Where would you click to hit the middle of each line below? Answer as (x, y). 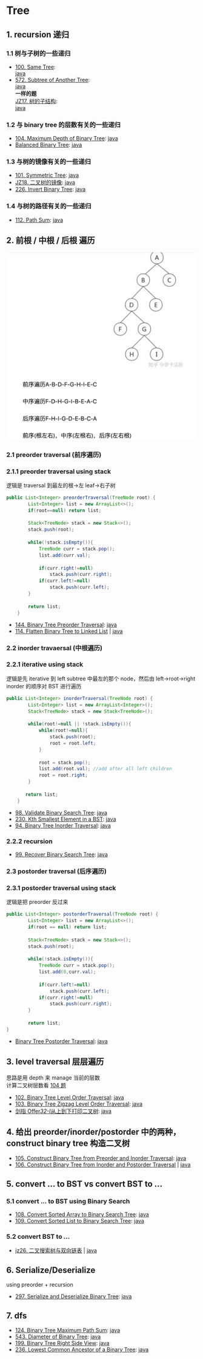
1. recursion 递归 (38, 34)
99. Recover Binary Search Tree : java (61, 854)
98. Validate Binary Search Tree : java (61, 812)
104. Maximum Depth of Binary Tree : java (66, 139)
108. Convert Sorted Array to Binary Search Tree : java (82, 1214)
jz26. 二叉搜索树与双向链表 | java (56, 1251)
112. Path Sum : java (39, 220)
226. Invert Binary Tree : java (50, 190)
